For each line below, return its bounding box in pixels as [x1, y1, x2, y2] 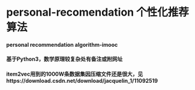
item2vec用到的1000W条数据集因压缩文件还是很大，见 [6, 70, 143, 77]
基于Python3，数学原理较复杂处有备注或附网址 [6, 55, 123, 63]
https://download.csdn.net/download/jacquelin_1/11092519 [6, 77, 158, 84]
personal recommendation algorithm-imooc [6, 41, 118, 48]
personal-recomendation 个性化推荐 [6, 5, 189, 19]
